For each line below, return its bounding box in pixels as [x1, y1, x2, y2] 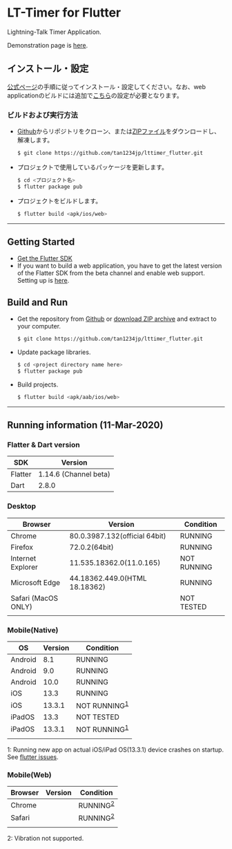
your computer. [17, 322, 61, 330]
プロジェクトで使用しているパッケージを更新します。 [17, 162, 168, 171]
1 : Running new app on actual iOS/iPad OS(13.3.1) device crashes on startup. [7, 745, 224, 754]
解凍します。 [17, 136, 54, 144]
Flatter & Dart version [7, 440, 81, 449]
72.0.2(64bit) [69, 542, 114, 552]
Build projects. [17, 380, 59, 389]
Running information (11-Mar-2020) [7, 420, 164, 431]
